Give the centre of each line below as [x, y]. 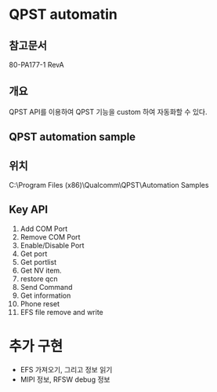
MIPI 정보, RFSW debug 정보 [65, 379]
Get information [45, 295]
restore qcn [39, 278]
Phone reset [40, 303]
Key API [29, 210]
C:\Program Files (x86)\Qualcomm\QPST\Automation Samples [109, 185]
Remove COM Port [50, 236]
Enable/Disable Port [52, 245]
